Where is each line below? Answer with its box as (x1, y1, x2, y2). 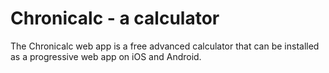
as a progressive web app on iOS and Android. (10, 50, 202, 62)
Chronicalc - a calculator (10, 7, 220, 30)
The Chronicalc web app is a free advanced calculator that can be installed (10, 40, 320, 52)
